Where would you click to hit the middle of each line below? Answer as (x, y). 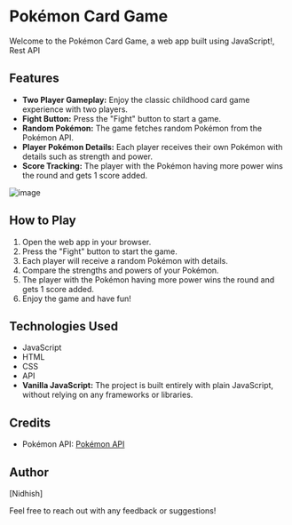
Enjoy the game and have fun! (76, 298)
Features (34, 79)
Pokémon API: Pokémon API (73, 444)
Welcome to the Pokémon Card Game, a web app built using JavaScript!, (142, 41)
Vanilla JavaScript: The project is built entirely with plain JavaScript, (147, 386)
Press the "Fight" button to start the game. (99, 251)
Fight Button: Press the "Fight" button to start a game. (122, 118)
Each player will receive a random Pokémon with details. (125, 260)
